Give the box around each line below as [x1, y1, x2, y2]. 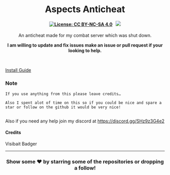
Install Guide [5, 67, 31, 73]
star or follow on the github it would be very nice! [5, 105, 121, 110]
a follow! [74, 164, 96, 171]
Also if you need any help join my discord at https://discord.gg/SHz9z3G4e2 [5, 118, 165, 124]
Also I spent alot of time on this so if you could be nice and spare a [5, 100, 162, 105]
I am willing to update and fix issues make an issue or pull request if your [7, 42, 163, 49]
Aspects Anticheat [45, 4, 125, 15]
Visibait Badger [5, 141, 37, 147]
